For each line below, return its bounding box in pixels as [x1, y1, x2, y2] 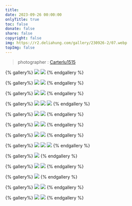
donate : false [5, 26, 35, 31]
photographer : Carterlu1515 [17, 59, 76, 65]
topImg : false [5, 45, 35, 50]
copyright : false [5, 36, 42, 41]
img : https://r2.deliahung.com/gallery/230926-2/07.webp [5, 40, 127, 46]
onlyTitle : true [5, 17, 39, 22]
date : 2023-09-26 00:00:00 [5, 12, 62, 17]
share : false [5, 31, 33, 36]
